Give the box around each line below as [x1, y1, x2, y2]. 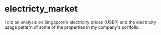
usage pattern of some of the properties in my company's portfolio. [4, 24, 140, 30]
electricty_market [4, 3, 78, 14]
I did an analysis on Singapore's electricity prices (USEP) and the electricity [4, 19, 157, 25]
